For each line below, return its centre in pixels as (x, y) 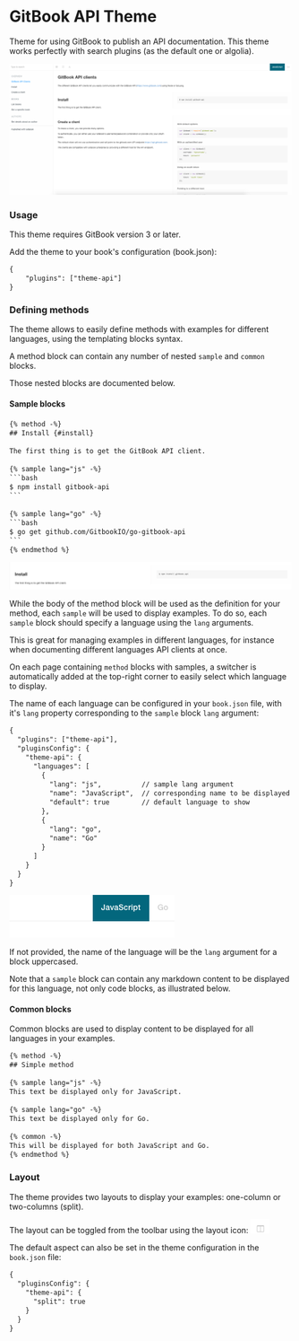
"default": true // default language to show (149, 802)
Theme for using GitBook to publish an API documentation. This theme (139, 41)
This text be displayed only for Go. (80, 1119)
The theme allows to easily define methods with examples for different (139, 329)
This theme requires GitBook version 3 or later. (95, 234)
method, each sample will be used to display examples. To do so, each (138, 613)
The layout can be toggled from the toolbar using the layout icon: (129, 1230)
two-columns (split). (47, 1206)
